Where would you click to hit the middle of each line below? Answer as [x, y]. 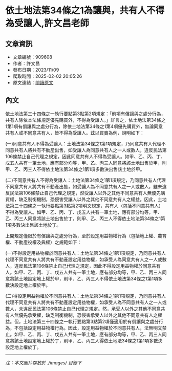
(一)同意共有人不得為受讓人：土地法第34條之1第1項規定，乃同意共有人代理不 [86, 143]
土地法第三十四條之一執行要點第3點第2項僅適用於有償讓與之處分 [91, 321]
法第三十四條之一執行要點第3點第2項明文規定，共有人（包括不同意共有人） [84, 206]
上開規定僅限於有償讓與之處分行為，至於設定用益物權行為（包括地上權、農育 [86, 235]
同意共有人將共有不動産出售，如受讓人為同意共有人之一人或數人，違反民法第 [86, 150]
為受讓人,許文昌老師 [47, 23]
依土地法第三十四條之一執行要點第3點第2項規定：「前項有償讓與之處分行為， [85, 114]
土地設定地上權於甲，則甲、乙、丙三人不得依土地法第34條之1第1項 [89, 278]
